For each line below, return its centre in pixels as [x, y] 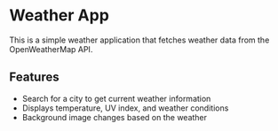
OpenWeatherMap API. [51, 49]
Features [34, 77]
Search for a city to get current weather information [116, 98]
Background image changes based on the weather [114, 117]
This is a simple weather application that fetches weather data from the [139, 40]
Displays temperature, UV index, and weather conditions [125, 108]
